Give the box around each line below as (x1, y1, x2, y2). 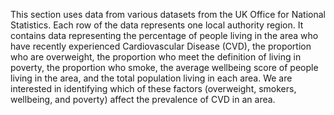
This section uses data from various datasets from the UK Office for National (10, 9, 326, 20)
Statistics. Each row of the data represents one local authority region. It (10, 19, 304, 31)
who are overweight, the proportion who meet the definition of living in (10, 51, 302, 63)
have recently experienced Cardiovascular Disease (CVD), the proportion (10, 40, 312, 52)
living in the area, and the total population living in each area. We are (10, 72, 293, 84)
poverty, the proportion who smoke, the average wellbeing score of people (10, 62, 319, 73)
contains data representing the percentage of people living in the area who (10, 30, 319, 41)
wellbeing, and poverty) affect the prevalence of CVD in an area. (10, 94, 276, 105)
